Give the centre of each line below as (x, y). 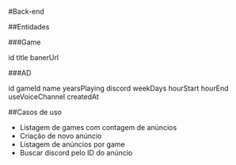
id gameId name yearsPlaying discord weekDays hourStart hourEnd (118, 88)
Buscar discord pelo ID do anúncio (76, 153)
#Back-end (27, 12)
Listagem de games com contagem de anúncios (98, 127)
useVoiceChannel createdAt (53, 97)
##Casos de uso (35, 112)
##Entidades (29, 27)
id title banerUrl (34, 58)
